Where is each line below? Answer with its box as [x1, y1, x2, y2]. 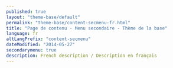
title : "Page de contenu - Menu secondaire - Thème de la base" [6, 25, 168, 31]
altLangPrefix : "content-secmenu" [6, 36, 92, 42]
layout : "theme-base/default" [6, 14, 81, 20]
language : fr [6, 31, 38, 37]
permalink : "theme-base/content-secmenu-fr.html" [6, 20, 131, 25]
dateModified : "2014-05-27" [6, 42, 76, 48]
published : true [6, 8, 46, 15]
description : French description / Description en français [6, 53, 158, 59]
